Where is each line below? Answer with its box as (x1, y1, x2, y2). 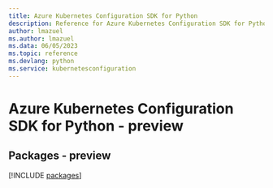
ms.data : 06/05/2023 (8, 42, 79, 50)
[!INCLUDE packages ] (8, 170, 82, 180)
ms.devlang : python (8, 58, 75, 66)
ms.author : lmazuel (8, 34, 75, 43)
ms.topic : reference (8, 49, 79, 58)
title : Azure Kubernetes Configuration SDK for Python (8, 11, 198, 20)
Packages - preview (8, 149, 111, 163)
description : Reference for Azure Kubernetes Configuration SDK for (8, 19, 245, 28)
